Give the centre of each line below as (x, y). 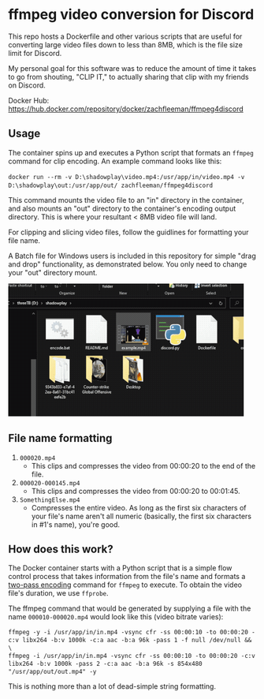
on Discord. (27, 85)
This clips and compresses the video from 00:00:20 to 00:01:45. (136, 491)
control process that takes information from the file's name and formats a (127, 577)
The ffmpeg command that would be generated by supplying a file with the (130, 608)
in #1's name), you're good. (76, 524)
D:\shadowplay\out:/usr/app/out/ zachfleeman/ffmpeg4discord (111, 185)
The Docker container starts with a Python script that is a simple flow (120, 568)
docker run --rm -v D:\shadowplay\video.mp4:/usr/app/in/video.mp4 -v (126, 177)
